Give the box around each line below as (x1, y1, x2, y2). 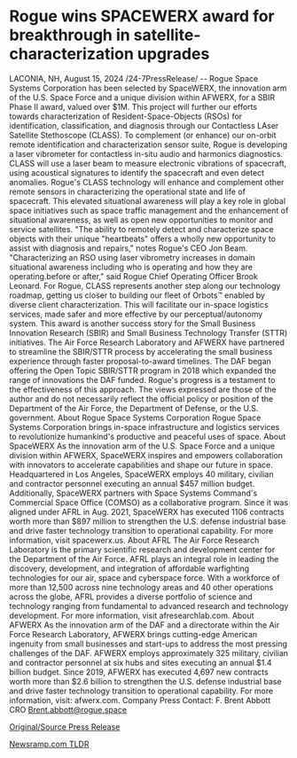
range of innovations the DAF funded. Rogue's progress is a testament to (9, 374, 276, 385)
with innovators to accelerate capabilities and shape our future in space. (9, 459, 273, 470)
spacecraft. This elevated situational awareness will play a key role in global (9, 195, 286, 206)
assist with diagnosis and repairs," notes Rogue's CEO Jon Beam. (9, 242, 248, 254)
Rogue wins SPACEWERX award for (9, 6, 275, 27)
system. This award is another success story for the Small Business (9, 317, 256, 329)
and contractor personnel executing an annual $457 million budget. (9, 478, 255, 488)
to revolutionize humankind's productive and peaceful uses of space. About (9, 431, 286, 442)
